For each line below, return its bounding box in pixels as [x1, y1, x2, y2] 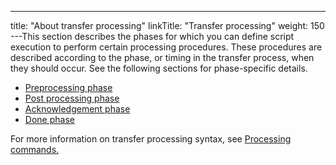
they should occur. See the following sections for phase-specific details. [10, 62, 308, 74]
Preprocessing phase [24, 82, 113, 93]
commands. [10, 144, 60, 155]
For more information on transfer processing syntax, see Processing [10, 133, 292, 145]
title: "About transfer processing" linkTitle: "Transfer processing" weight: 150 [10, 20, 325, 31]
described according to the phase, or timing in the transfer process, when [10, 52, 315, 63]
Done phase [24, 114, 75, 125]
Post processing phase [24, 92, 120, 104]
